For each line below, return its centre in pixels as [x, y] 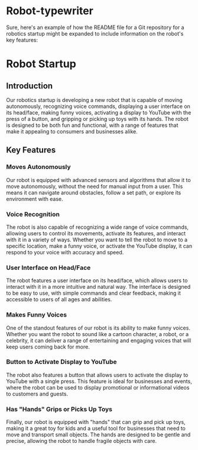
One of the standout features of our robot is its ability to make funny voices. [98, 328]
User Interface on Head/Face [48, 267]
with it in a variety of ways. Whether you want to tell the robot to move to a [97, 240]
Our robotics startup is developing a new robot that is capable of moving [95, 100]
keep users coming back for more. [48, 347]
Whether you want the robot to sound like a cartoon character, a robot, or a [98, 334]
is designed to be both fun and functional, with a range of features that [92, 125]
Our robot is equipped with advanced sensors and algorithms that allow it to [98, 180]
